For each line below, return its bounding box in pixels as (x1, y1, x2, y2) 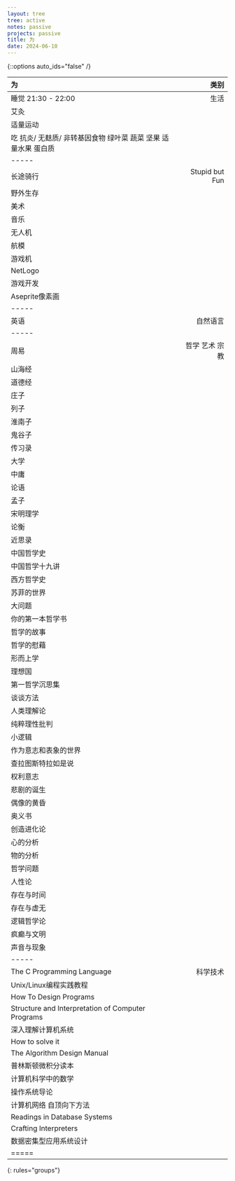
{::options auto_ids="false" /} (7, 62, 91, 70)
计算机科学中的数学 (10, 1074, 75, 1084)
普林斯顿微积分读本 (10, 1061, 75, 1070)
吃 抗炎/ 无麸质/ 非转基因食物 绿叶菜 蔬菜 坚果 (10, 133, 161, 142)
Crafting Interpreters (10, 1124, 78, 1133)
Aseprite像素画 (10, 292, 60, 301)
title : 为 (7, 36, 35, 43)
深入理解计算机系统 (10, 1025, 75, 1035)
